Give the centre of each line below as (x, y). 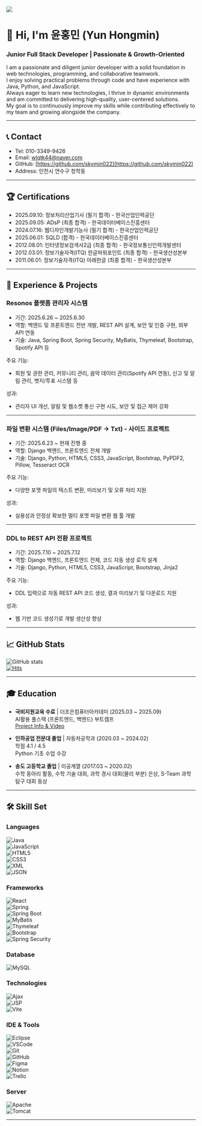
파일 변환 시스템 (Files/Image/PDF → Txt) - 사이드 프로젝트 (88, 429)
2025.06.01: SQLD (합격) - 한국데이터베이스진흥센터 (77, 237)
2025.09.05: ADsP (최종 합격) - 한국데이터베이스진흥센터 (82, 222)
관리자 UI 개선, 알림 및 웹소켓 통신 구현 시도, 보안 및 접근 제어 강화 (92, 406)
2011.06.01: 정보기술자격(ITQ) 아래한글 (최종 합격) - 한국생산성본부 (93, 260)
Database (20, 954)
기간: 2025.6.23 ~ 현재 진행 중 (51, 443)
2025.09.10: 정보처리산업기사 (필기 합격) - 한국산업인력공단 (84, 215)
